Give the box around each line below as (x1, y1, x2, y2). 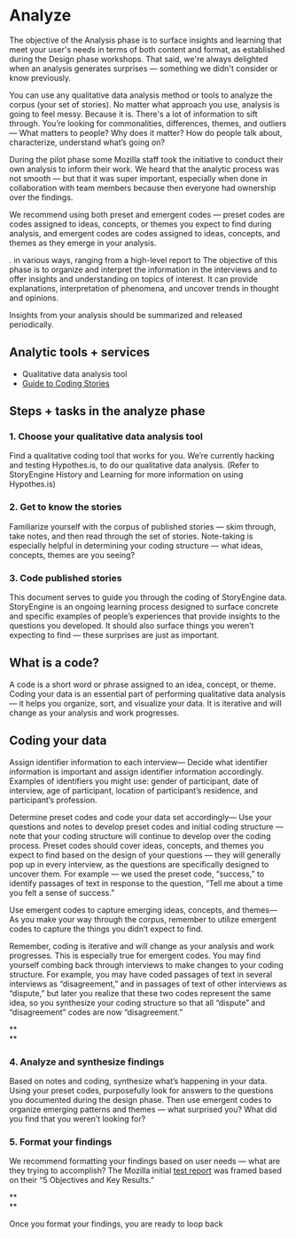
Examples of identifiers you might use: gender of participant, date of (9, 775, 259, 787)
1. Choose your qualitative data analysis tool (9, 430, 204, 443)
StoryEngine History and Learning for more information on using (9, 469, 244, 480)
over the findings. (9, 192, 74, 203)
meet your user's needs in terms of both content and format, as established (9, 44, 285, 54)
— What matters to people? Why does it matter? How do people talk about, (9, 127, 283, 138)
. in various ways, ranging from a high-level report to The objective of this (9, 254, 278, 265)
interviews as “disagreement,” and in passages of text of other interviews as (9, 978, 288, 989)
